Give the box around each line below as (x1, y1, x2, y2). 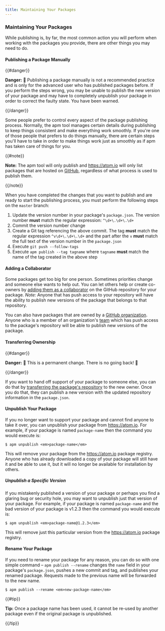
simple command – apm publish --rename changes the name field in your (5, 562, 150, 568)
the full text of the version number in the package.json (12, 238, 122, 244)
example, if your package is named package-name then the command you (5, 427, 152, 433)
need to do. (5, 45, 29, 51)
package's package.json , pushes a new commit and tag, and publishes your (5, 567, 159, 573)
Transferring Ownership (5, 339, 56, 345)
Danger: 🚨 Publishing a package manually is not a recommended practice (5, 77, 155, 83)
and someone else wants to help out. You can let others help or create (5, 282, 148, 288)
